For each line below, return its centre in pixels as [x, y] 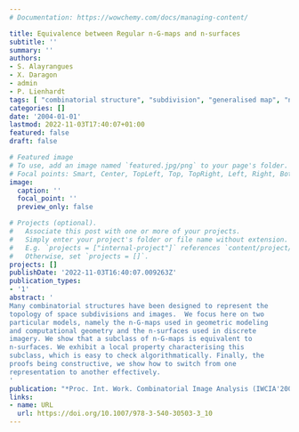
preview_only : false [55, 207]
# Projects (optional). [53, 224]
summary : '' [31, 50]
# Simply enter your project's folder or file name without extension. [149, 240]
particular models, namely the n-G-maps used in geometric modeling [139, 322]
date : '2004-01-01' [45, 117]
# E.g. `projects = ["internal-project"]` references [115, 248]
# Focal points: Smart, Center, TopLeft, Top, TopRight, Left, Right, [143, 174]
